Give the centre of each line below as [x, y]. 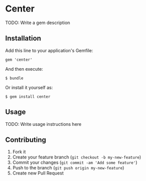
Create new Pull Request [38, 173]
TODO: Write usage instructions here [43, 124]
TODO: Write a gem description [38, 23]
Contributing [26, 140]
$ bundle [14, 78]
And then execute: [24, 69]
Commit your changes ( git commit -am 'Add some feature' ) [75, 162]
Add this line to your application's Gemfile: [49, 50]
